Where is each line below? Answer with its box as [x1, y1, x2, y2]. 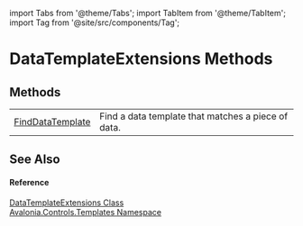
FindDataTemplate [14, 116, 91, 128]
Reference [9, 176, 50, 187]
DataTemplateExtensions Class [9, 197, 124, 208]
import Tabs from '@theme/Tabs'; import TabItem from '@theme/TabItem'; [9, 8, 287, 18]
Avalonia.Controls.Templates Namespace [9, 206, 162, 217]
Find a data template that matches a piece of [98, 110, 289, 122]
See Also [9, 152, 60, 167]
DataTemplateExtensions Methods [9, 49, 273, 69]
